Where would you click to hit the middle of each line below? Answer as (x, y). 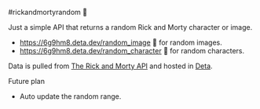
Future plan (27, 81)
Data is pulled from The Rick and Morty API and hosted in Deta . (111, 66)
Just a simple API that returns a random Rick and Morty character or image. (130, 27)
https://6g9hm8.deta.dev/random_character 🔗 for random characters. (132, 51)
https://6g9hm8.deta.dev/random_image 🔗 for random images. (121, 42)
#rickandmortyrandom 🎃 (48, 12)
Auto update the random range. (70, 96)
